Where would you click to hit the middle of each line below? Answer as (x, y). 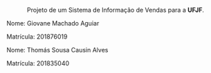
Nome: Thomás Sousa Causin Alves (57, 50)
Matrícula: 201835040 (38, 63)
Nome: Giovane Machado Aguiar (53, 23)
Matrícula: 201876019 (37, 36)
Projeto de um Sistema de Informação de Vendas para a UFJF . (116, 10)
